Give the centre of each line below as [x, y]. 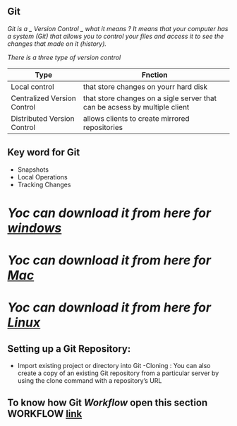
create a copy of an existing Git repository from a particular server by [118, 373]
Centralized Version [43, 98]
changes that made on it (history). [57, 43]
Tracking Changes [44, 184]
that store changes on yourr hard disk [146, 86]
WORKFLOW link [45, 414]
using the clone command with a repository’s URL [90, 380]
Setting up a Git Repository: [69, 349]
